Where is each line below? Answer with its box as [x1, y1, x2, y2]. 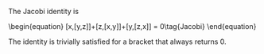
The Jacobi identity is [8, 7, 80, 16]
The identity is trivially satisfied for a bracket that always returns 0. [8, 37, 227, 46]
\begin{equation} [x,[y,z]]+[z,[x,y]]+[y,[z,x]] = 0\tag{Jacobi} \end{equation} [8, 22, 257, 31]
